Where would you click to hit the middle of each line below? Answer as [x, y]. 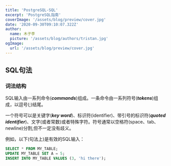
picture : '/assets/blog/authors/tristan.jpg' [59, 39]
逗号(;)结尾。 [32, 105]
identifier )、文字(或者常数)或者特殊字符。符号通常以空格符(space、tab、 [82, 122]
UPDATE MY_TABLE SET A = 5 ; [35, 154]
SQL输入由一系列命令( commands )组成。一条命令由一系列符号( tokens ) [80, 98]
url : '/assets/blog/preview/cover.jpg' [52, 48]
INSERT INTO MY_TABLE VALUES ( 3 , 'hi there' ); [56, 159]
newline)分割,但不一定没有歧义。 [40, 128]
